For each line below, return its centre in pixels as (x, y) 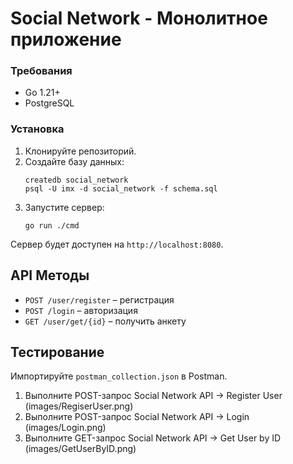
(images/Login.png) (65, 428)
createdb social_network (76, 180)
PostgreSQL (49, 103)
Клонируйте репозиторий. (80, 151)
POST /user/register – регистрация (99, 299)
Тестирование (57, 352)
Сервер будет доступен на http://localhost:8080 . (117, 244)
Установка (37, 129)
